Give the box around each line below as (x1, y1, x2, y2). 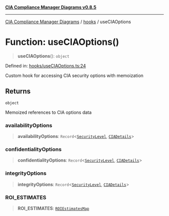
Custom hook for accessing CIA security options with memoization (5, 73, 144, 79)
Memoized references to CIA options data (5, 109, 92, 115)
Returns (5, 87, 31, 96)
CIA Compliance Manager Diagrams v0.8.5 (5, 5, 97, 10)
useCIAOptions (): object (17, 53, 69, 59)
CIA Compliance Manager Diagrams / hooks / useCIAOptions (5, 19, 131, 25)
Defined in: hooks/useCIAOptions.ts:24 (5, 62, 87, 68)
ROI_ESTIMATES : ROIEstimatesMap (17, 205, 90, 211)
